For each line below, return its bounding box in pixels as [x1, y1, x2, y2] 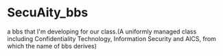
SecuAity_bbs [7, 5, 89, 20]
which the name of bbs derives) [7, 42, 97, 50]
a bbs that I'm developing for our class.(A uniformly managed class [7, 27, 197, 36]
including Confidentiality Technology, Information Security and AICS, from [7, 34, 216, 42]
